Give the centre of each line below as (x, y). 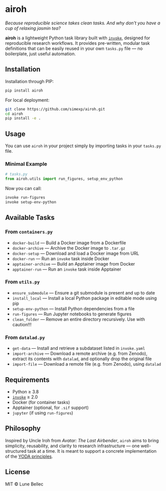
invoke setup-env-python (31, 202)
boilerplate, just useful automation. (40, 54)
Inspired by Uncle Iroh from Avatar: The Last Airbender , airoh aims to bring (82, 440)
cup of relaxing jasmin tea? (33, 28)
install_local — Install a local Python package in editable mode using (84, 298)
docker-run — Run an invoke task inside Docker (61, 258)
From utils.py (23, 282)
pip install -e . (23, 118)
